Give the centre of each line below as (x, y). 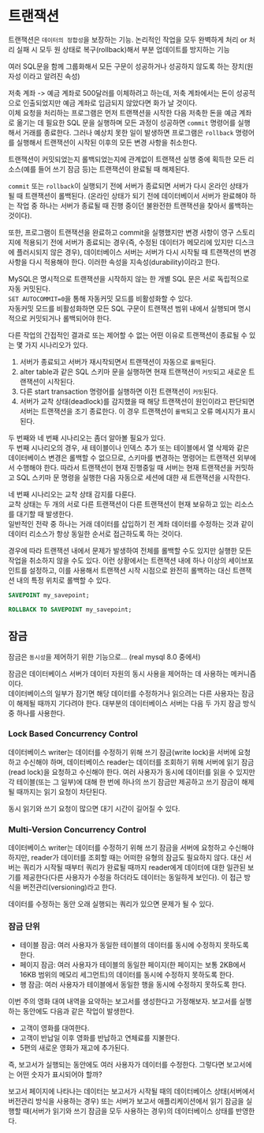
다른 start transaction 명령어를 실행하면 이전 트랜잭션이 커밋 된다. (119, 391)
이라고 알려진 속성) (51, 76)
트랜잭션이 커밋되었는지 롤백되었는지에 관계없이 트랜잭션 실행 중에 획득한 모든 (127, 159)
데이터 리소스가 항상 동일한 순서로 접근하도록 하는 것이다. (95, 534)
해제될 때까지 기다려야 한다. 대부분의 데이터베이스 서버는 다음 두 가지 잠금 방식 (136, 703)
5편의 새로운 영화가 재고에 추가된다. (74, 1048)
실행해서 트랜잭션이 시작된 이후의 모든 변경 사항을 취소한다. (107, 142)
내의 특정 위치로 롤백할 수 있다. (63, 580)
